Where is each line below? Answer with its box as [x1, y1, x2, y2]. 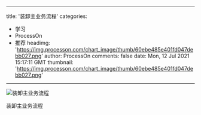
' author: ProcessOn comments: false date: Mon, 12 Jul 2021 [41, 52, 190, 59]
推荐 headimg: [14, 40, 51, 46]
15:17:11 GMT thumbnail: [14, 59, 74, 66]
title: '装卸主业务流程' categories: [6, 13, 88, 20]
